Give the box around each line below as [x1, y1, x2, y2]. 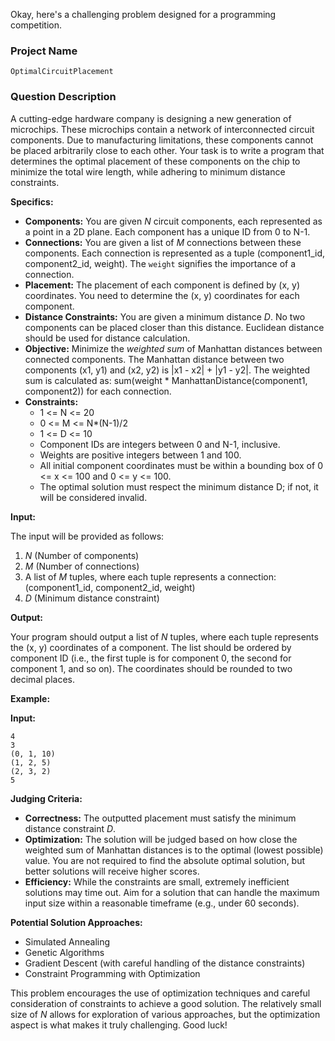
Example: [10, 692, 51, 704]
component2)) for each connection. [24, 385, 172, 397]
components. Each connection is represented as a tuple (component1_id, [24, 247, 326, 259]
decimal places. [10, 673, 75, 685]
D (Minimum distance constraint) [24, 592, 160, 604]
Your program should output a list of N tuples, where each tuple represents [10, 630, 319, 643]
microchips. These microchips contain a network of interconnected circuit [10, 123, 315, 135]
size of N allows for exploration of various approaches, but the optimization [10, 1008, 321, 1020]
